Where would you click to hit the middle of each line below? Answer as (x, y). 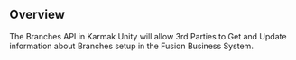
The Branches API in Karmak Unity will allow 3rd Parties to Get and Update (148, 36)
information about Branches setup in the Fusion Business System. (132, 46)
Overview (37, 15)
